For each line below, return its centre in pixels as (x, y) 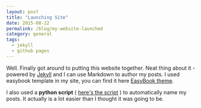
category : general (29, 34)
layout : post (22, 12)
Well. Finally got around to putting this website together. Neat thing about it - (101, 68)
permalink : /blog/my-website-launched (55, 28)
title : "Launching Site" (37, 17)
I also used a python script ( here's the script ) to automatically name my (97, 92)
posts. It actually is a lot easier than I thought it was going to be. (85, 98)
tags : (13, 40)
